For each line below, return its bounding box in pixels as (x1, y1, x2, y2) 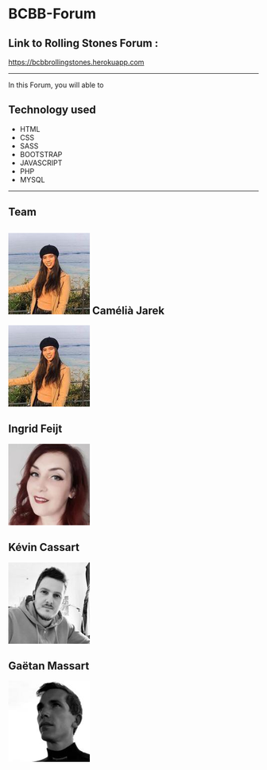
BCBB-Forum (8, 5, 97, 23)
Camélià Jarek (91, 303, 165, 318)
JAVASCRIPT (19, 158, 63, 167)
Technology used (8, 103, 97, 117)
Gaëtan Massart (8, 660, 90, 673)
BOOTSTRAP (19, 149, 63, 159)
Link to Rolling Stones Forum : (8, 37, 159, 50)
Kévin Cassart (8, 541, 79, 554)
